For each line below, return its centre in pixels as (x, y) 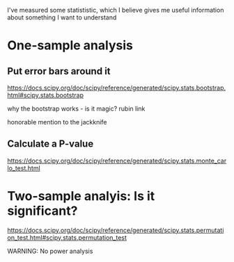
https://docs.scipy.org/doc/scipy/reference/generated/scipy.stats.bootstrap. (117, 88)
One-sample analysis (70, 46)
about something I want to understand (62, 17)
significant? (42, 211)
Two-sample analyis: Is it (81, 196)
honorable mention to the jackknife (57, 122)
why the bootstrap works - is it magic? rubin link (76, 108)
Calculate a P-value (50, 144)
